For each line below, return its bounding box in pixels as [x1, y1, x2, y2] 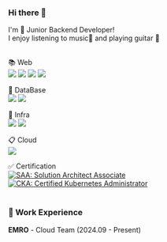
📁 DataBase [8, 85, 46, 95]
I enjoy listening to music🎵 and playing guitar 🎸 [8, 33, 160, 43]
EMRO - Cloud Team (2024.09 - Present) [8, 225, 142, 234]
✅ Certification [8, 161, 57, 171]
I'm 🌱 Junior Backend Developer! [8, 25, 115, 35]
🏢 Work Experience [8, 207, 83, 218]
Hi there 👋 [8, 7, 47, 18]
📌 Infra [8, 110, 30, 119]
